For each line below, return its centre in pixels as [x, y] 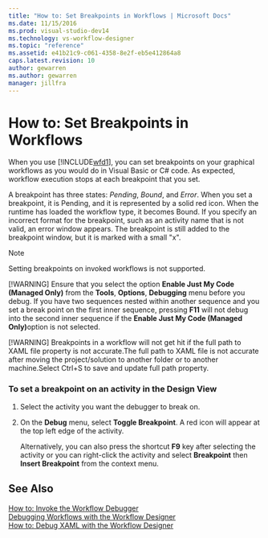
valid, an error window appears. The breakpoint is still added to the [119, 229]
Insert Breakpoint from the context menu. [89, 463]
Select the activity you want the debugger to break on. [110, 406]
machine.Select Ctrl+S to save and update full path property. [109, 368]
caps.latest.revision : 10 [51, 61]
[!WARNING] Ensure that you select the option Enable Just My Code [122, 284]
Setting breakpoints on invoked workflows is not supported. [107, 269]
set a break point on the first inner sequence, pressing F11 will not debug [128, 310]
